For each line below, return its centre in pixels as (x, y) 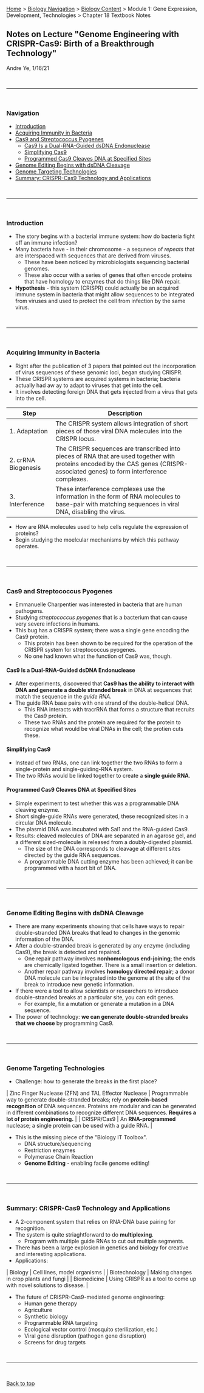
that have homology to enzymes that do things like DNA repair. (102, 282)
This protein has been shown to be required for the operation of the (108, 643)
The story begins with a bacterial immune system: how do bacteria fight (105, 236)
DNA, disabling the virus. (91, 512)
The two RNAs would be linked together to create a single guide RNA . (103, 776)
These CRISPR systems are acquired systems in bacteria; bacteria (98, 379)
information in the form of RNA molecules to (118, 497)
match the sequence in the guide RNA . (63, 697)
